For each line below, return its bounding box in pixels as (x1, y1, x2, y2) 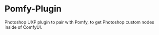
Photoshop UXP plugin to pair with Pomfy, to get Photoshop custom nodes (4, 19, 155, 25)
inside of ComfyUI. (4, 24, 42, 30)
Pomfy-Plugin (4, 3, 62, 14)
